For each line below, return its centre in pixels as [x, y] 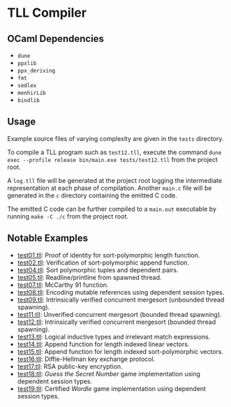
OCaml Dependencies [56, 39]
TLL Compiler [47, 13]
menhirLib [32, 93]
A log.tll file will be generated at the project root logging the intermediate [114, 180]
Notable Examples [48, 238]
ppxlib [27, 64]
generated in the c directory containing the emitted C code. [92, 195]
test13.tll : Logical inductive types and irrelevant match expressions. [114, 336]
